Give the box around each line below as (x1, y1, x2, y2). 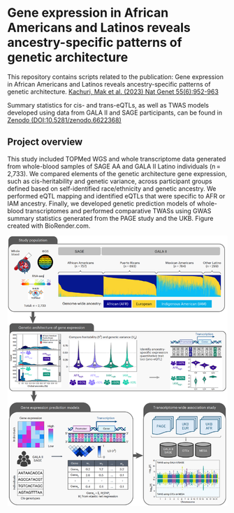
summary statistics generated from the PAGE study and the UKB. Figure (7, 214, 214, 222)
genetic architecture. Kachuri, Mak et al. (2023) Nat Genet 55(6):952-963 (7, 87, 219, 96)
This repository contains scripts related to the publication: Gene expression (7, 72, 224, 81)
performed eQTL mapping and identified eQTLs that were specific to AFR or (7, 192, 226, 200)
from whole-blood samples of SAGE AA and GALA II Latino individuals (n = (7, 162, 221, 171)
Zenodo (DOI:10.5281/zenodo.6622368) (7, 115, 122, 124)
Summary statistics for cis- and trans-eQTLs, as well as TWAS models (7, 101, 210, 109)
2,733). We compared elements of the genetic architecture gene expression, (7, 169, 227, 178)
